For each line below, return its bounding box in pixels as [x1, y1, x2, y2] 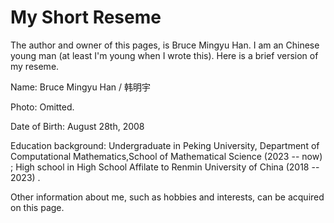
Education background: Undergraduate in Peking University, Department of [10, 139, 320, 151]
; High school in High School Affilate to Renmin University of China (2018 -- [10, 161, 320, 173]
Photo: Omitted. [10, 101, 75, 113]
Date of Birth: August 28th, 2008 [10, 120, 145, 132]
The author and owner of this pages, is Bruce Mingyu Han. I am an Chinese [10, 39, 320, 51]
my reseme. [10, 60, 60, 72]
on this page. [10, 201, 65, 213]
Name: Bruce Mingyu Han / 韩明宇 [10, 81, 152, 93]
